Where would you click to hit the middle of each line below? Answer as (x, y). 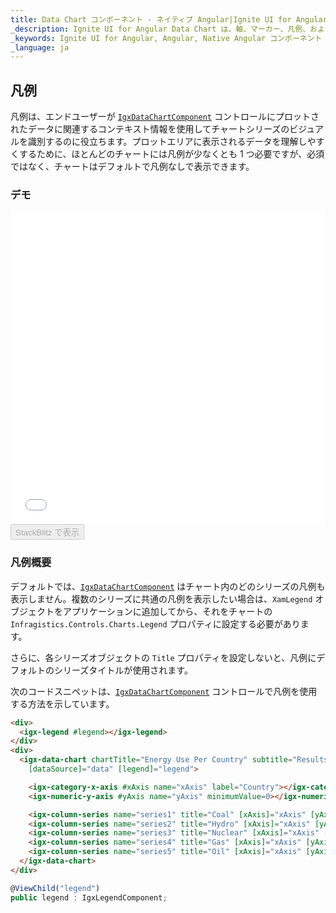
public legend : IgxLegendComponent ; (89, 897)
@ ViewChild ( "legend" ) (55, 888)
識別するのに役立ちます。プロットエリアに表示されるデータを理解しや (172, 142)
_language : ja (40, 47)
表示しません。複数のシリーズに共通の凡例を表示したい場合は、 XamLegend (161, 598)
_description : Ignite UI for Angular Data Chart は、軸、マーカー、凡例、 (160, 29)
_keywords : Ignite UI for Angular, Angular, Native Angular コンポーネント (166, 38)
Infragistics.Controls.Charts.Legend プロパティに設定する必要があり (155, 623)
